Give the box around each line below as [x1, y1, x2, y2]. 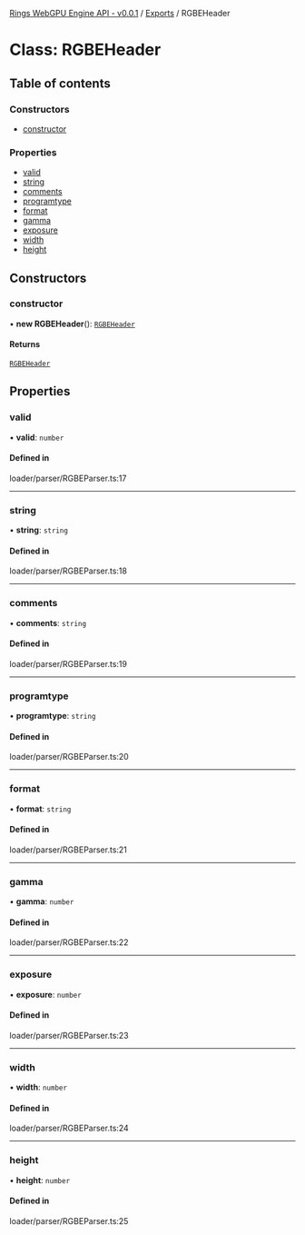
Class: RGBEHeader [9, 40, 162, 60]
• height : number [9, 1174, 71, 1185]
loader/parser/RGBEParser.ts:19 [9, 658, 127, 669]
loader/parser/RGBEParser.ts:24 [9, 1122, 129, 1134]
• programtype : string [9, 711, 96, 722]
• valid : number [9, 432, 64, 443]
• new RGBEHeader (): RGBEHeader [9, 318, 136, 329]
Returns [9, 339, 41, 350]
